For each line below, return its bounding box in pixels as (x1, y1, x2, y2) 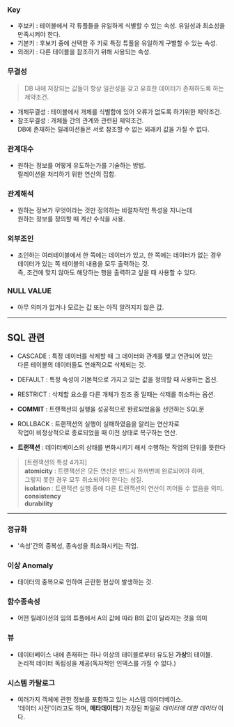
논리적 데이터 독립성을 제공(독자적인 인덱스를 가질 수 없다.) (17, 659, 176, 667)
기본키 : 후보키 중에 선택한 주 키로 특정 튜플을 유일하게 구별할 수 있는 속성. (17, 39, 218, 47)
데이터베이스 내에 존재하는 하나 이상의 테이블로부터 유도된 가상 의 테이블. (17, 650, 213, 659)
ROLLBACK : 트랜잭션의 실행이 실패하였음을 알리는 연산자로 (17, 419, 180, 428)
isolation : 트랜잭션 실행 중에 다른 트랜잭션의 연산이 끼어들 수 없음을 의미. (24, 484, 224, 492)
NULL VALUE (7, 286, 52, 296)
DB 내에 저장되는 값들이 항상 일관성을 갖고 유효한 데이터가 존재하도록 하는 (24, 84, 224, 92)
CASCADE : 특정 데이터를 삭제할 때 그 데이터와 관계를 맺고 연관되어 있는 (17, 352, 214, 360)
